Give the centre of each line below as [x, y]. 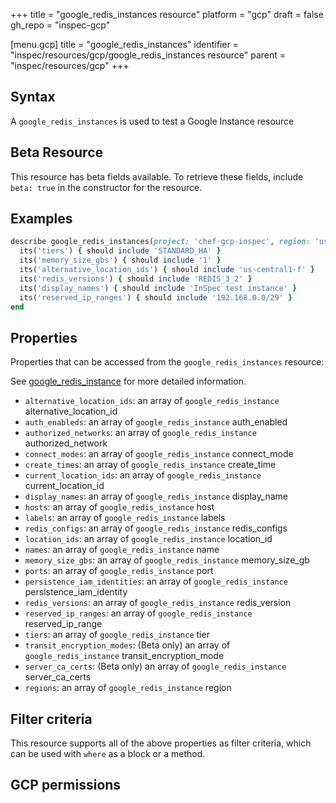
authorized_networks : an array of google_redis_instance [140, 433]
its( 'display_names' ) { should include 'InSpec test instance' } [158, 288]
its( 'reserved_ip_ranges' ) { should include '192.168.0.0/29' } [156, 297]
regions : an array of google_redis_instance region [128, 688]
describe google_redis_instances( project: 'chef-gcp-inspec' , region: [160, 242]
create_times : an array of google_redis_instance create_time [150, 465]
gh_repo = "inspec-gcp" [60, 25]
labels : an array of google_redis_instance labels [125, 518]
